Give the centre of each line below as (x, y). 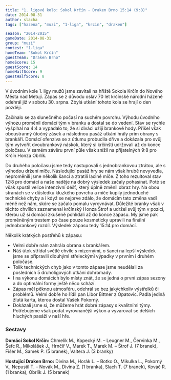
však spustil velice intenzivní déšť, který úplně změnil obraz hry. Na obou (82, 187)
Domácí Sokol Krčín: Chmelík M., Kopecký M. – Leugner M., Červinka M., (83, 341)
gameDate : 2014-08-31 (28, 38)
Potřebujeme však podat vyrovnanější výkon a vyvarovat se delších (84, 311)
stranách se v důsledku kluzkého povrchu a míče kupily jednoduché (77, 193)
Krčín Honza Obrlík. (26, 155)
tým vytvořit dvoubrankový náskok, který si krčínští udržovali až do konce (83, 145)
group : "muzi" (20, 43)
